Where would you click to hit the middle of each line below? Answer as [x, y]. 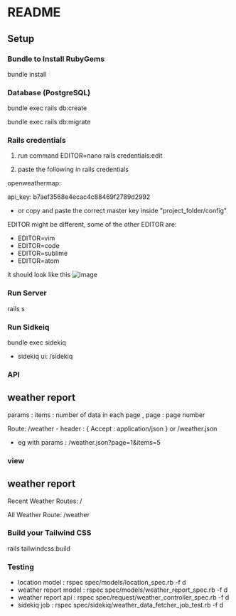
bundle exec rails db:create [47, 108]
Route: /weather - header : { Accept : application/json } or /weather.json [112, 428]
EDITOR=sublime [43, 254]
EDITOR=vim [36, 238]
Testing [21, 567]
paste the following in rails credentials [73, 169]
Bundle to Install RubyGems [56, 59]
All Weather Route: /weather [49, 514]
